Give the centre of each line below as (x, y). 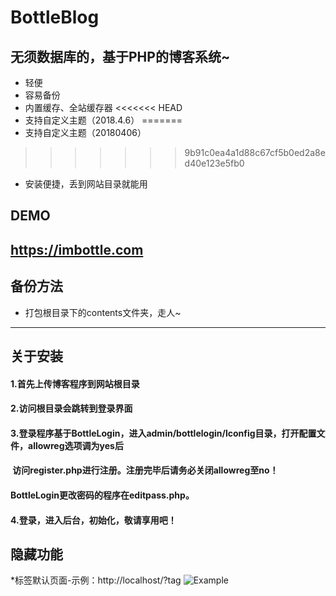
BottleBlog (55, 17)
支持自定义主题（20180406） (85, 132)
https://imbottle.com (77, 249)
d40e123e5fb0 (214, 163)
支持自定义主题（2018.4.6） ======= (103, 120)
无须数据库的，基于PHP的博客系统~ (120, 56)
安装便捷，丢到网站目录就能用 (86, 184)
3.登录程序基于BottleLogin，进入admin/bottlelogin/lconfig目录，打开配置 (163, 433)
